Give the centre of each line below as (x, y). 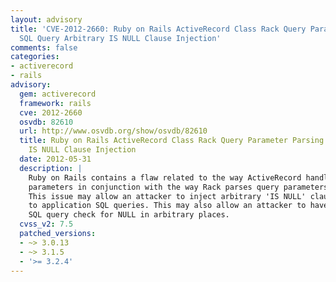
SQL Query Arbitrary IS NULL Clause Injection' (120, 38)
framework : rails (55, 103)
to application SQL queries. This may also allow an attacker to (167, 206)
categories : (35, 57)
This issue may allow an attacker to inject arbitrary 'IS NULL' (167, 196)
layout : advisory (46, 19)
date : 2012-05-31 (55, 159)
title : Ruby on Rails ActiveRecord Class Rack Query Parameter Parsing (172, 141)
